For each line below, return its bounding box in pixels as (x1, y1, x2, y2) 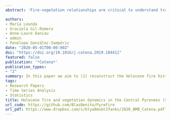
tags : (5, 79, 17, 84)
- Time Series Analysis (5, 88, 56, 93)
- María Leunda (5, 21, 38, 27)
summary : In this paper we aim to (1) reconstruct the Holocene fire (5, 74, 156, 79)
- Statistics (5, 92, 33, 98)
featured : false (5, 55, 40, 60)
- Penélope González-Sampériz (5, 40, 70, 46)
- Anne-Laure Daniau (5, 31, 49, 36)
